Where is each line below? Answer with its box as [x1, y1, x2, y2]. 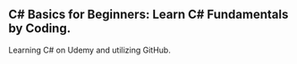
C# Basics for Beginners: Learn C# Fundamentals [8, 7, 289, 22]
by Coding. [8, 21, 72, 36]
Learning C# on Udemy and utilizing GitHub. [8, 44, 171, 55]
